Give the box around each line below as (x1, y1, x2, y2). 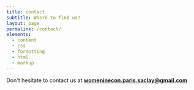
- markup (12, 60, 34, 66)
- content (12, 37, 37, 43)
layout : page (6, 20, 40, 26)
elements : (6, 32, 32, 38)
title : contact (6, 9, 45, 15)
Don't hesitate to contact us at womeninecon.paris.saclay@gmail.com (6, 77, 188, 84)
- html (12, 54, 29, 60)
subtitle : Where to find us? (6, 15, 81, 21)
